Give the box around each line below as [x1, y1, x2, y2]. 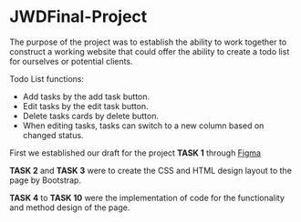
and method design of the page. [9, 202, 130, 213]
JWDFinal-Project [9, 6, 148, 27]
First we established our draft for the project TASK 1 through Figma [9, 147, 262, 158]
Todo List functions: [9, 73, 85, 84]
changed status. [22, 129, 84, 140]
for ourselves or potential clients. [9, 55, 134, 66]
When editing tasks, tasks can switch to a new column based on [22, 120, 265, 131]
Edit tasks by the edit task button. [22, 100, 149, 111]
